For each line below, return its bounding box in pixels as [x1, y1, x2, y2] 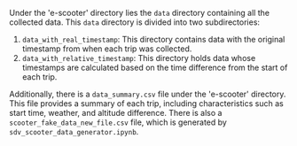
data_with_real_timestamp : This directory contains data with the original [21, 35, 285, 44]
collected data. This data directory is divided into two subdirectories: [9, 17, 260, 27]
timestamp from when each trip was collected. [21, 43, 192, 54]
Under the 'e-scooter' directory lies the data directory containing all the [9, 8, 270, 18]
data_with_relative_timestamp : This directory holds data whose [21, 53, 256, 63]
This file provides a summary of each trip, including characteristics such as [9, 98, 284, 109]
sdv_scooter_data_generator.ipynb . [9, 127, 139, 136]
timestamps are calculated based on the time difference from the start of [21, 62, 288, 73]
